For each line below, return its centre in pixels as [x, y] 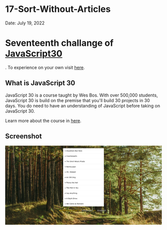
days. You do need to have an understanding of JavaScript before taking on [83, 106]
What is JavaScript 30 [40, 83]
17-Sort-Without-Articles [58, 9]
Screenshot [24, 136]
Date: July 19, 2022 [25, 23]
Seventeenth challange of [59, 43]
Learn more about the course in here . [43, 120]
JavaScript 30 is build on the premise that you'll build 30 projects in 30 [78, 100]
